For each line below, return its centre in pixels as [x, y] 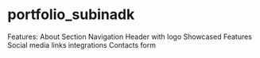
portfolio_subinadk [71, 15]
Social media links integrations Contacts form [82, 44]
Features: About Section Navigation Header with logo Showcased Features [130, 37]
